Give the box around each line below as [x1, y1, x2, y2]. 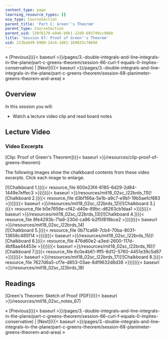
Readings [5, 279, 36, 288]
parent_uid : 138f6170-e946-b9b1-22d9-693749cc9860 [5, 31, 113, 36]
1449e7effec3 [5, 190, 34, 196]
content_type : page [5, 7, 46, 13]
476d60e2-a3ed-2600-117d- [74, 238, 134, 244]
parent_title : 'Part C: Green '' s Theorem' [5, 21, 95, 27]
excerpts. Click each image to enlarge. [5, 175, 85, 181]
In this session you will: [5, 103, 53, 109]
